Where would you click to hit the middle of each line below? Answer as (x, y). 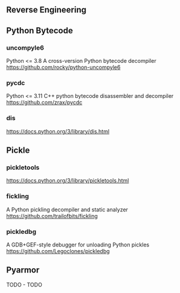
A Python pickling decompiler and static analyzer (67, 209)
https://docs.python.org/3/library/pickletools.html (68, 181)
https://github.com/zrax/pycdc (44, 103)
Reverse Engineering (46, 10)
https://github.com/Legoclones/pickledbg (58, 251)
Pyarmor (23, 270)
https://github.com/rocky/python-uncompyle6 (63, 67)
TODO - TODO (24, 285)
